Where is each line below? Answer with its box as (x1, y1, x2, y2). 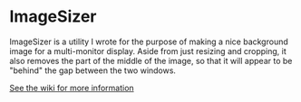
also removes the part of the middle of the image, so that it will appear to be (9, 55, 293, 66)
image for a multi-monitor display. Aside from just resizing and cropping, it (9, 45, 287, 56)
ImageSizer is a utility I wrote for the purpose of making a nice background (9, 36, 288, 47)
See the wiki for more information (9, 82, 134, 93)
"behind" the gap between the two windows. (9, 65, 177, 76)
